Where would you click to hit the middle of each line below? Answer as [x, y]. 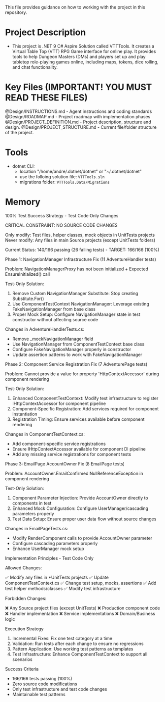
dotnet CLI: [24, 166]
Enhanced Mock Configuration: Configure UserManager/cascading [80, 508]
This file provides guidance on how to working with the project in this [75, 7]
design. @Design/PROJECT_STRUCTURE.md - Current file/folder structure [81, 127]
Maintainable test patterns [39, 694]
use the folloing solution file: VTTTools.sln [62, 176]
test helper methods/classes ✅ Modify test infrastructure [63, 588]
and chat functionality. [35, 67]
